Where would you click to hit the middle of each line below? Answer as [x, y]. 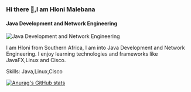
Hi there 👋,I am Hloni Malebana [51, 9]
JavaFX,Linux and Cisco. [36, 60]
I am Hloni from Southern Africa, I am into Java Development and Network [96, 48]
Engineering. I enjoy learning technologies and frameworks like [82, 54]
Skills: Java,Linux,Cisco [34, 71]
